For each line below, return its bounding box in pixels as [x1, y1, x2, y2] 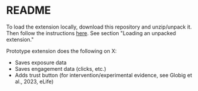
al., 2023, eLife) [14, 78, 54, 85]
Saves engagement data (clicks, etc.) [14, 65, 106, 72]
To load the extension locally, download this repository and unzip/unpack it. [6, 23, 192, 30]
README [6, 4, 51, 17]
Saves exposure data [14, 59, 67, 66]
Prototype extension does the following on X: [6, 47, 117, 54]
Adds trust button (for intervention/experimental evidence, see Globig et [14, 71, 193, 79]
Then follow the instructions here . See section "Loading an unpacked [6, 29, 177, 36]
